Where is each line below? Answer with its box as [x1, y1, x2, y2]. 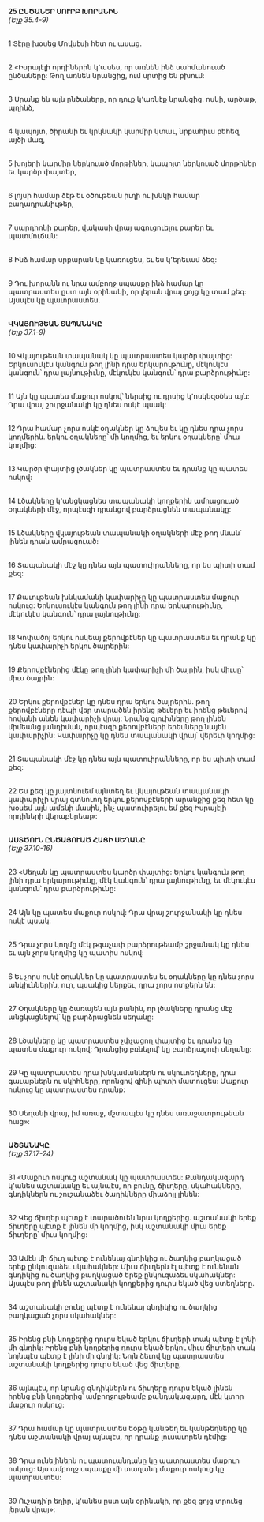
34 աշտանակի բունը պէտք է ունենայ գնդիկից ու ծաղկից [8, 1303, 218, 1311]
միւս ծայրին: [8, 673, 55, 682]
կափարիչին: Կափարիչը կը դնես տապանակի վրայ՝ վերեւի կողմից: [8, 730, 255, 740]
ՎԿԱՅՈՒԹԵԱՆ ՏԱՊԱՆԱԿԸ [8, 319, 102, 328]
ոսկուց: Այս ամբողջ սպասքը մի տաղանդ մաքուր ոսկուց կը [8, 1464, 225, 1473]
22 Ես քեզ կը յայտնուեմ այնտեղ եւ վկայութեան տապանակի [8, 786, 229, 796]
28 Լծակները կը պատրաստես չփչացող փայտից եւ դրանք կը [8, 1036, 232, 1045]
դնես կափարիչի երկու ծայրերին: [8, 641, 130, 650]
